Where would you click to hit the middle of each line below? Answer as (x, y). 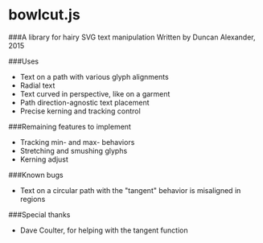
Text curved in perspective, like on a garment (95, 93)
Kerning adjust (44, 159)
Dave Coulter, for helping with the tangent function (104, 230)
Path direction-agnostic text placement (85, 102)
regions (33, 199)
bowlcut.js (44, 15)
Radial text (37, 85)
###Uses (23, 61)
